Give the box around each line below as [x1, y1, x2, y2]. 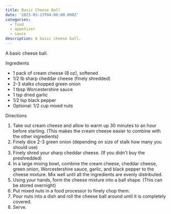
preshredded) [12, 155, 42, 161]
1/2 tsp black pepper [12, 97, 56, 103]
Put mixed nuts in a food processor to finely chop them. [12, 187, 131, 194]
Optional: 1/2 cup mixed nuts [12, 102, 73, 109]
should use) [12, 144, 38, 150]
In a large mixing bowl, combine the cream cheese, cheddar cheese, [12, 160, 157, 166]
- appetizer [10, 27, 36, 32]
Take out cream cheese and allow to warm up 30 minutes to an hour [12, 122, 157, 129]
